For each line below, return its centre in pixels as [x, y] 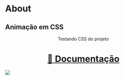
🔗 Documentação [83, 59]
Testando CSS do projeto [83, 39]
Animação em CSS [34, 27]
